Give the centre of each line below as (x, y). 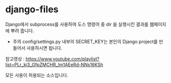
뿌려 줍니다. (22, 30)
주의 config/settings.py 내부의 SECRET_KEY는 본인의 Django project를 (85, 42)
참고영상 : (15, 59)
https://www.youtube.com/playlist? (62, 59)
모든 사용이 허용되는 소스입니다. (37, 75)
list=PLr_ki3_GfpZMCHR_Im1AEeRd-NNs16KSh (54, 65)
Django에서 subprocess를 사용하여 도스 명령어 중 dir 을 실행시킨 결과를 (77, 24)
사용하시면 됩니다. (44, 48)
